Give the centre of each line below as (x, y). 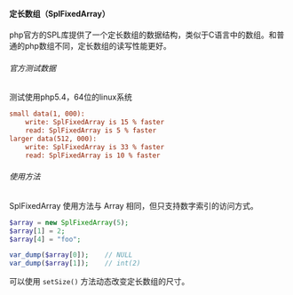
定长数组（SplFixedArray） (59, 13)
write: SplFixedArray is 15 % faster (95, 123)
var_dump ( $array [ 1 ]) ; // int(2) (75, 263)
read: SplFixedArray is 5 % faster (91, 131)
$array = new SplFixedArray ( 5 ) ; (69, 222)
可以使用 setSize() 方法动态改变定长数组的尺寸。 (99, 282)
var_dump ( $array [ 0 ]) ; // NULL (71, 255)
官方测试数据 (32, 68)
